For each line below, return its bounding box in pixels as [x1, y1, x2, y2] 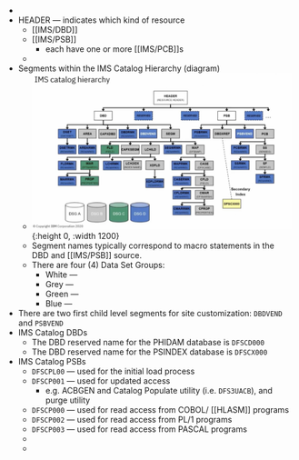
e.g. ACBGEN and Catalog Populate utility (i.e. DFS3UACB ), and [45, 385, 273, 395]
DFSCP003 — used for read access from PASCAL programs [31, 424, 248, 435]
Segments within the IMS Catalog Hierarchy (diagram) [17, 63, 221, 74]
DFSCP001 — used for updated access [31, 375, 171, 386]
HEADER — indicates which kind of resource [17, 15, 185, 25]
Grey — [45, 278, 75, 289]
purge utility [45, 395, 91, 405]
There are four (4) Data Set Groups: [31, 259, 165, 270]
